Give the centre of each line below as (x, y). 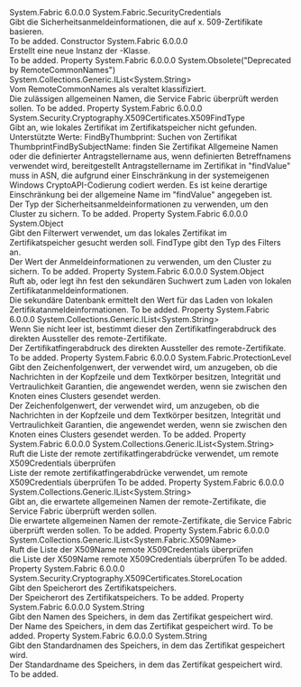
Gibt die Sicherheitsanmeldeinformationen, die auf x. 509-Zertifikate (136, 22)
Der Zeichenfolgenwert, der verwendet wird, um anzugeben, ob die (134, 405)
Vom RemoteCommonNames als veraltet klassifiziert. (108, 89)
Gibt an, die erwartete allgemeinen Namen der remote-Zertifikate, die (138, 501)
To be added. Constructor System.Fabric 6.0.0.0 (99, 41)
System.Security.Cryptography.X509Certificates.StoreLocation (126, 578)
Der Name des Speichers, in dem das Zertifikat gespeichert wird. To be (141, 626)
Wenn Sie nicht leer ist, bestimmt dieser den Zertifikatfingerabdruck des (143, 329)
